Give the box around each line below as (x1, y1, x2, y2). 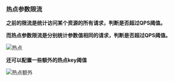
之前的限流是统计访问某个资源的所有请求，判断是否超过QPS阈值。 (6, 19, 166, 27)
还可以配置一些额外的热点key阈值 (6, 57, 87, 64)
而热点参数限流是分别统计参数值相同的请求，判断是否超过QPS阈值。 (6, 32, 171, 39)
